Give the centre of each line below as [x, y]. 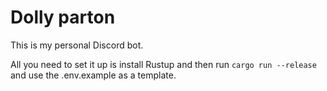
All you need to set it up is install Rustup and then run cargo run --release [163, 64]
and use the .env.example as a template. [93, 75]
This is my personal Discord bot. [77, 45]
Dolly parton [63, 17]
